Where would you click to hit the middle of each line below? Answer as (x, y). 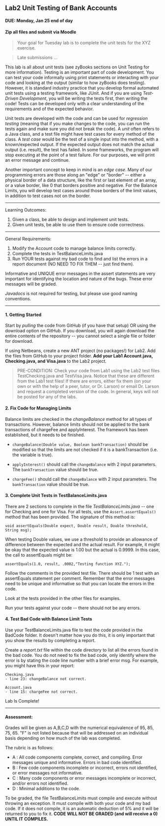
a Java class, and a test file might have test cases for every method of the (80, 134)
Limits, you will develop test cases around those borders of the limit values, (81, 191)
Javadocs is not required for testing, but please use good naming (71, 294)
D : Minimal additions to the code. (46, 789)
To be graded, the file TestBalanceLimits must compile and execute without (81, 798)
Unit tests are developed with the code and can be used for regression (77, 118)
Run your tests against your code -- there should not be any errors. (73, 608)
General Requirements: (28, 239)
